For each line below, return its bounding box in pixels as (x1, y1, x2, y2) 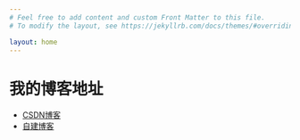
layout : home (9, 37, 58, 46)
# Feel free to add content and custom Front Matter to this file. (9, 12, 266, 22)
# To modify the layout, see (9, 21, 118, 30)
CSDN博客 (21, 110, 61, 120)
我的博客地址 (9, 78, 104, 99)
